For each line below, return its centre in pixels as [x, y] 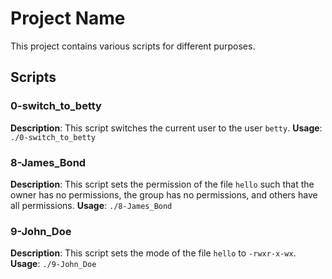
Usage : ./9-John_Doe [53, 264]
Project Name [68, 18]
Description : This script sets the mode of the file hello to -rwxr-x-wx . [153, 253]
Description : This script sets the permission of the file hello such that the [162, 184]
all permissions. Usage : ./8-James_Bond [91, 205]
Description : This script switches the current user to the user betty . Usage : [166, 128]
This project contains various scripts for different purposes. [133, 46]
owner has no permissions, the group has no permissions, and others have [164, 194]
